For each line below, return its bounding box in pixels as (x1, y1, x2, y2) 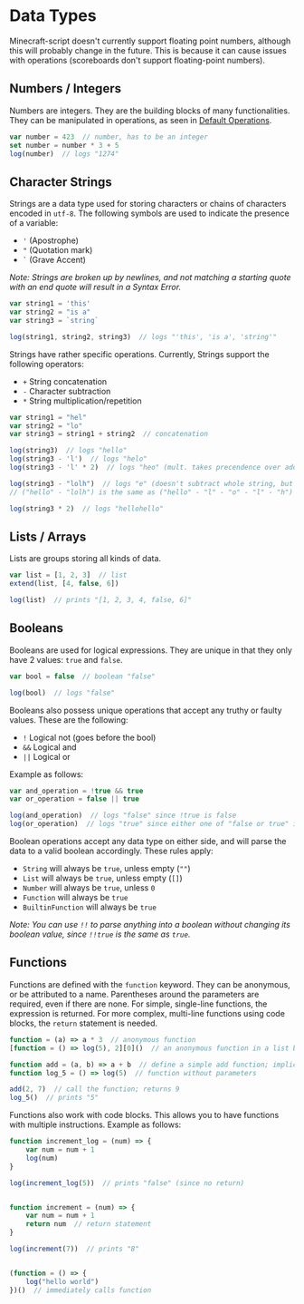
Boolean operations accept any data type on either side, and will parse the (9, 836, 287, 847)
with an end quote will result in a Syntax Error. (9, 282, 182, 293)
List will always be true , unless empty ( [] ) (22, 872, 183, 884)
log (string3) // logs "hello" (9, 446, 128, 455)
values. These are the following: (9, 714, 128, 725)
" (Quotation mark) (22, 245, 93, 256)
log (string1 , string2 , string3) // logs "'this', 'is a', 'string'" (9, 332, 278, 341)
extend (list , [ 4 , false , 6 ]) (9, 579, 119, 589)
